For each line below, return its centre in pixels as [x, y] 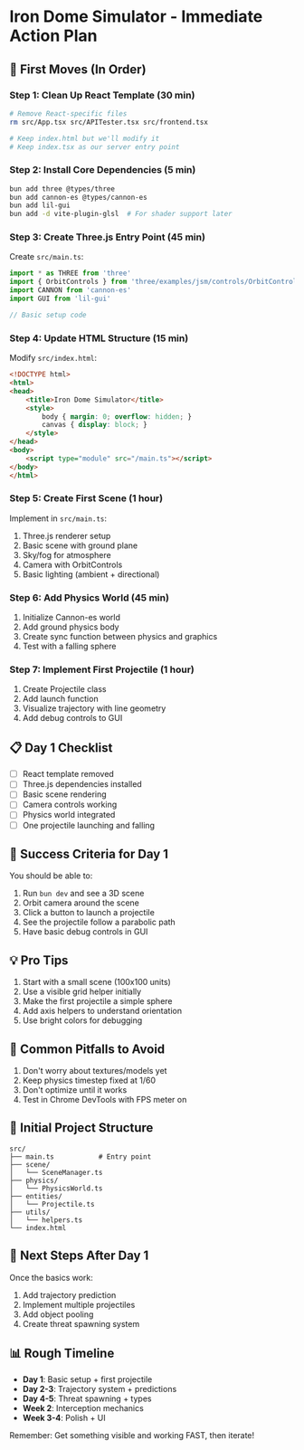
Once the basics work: [51, 1277]
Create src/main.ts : [47, 257]
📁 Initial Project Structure [81, 1128]
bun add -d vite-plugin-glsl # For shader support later [121, 214]
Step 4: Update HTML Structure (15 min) [99, 338]
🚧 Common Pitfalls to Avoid [87, 1049]
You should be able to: [51, 876]
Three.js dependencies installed [82, 784]
